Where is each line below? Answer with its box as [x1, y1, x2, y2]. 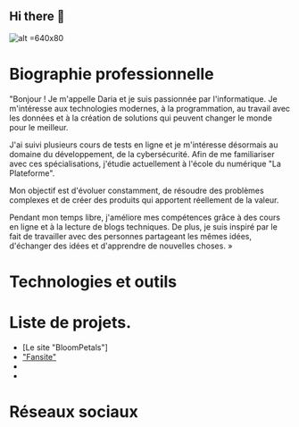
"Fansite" [21, 351, 57, 362]
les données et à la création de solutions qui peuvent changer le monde [9, 113, 272, 123]
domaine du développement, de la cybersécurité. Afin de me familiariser [9, 148, 275, 159]
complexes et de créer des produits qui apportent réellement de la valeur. [9, 194, 279, 205]
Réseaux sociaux [9, 402, 138, 423]
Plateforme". [9, 167, 55, 179]
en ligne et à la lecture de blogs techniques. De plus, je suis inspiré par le [9, 221, 278, 232]
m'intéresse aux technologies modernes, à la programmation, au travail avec [9, 103, 291, 113]
